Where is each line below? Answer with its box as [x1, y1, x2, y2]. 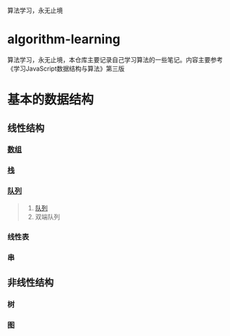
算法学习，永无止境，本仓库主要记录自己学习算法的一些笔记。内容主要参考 [7, 55, 223, 64]
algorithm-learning [7, 31, 121, 47]
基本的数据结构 [7, 92, 94, 108]
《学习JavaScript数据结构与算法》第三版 [7, 64, 125, 73]
